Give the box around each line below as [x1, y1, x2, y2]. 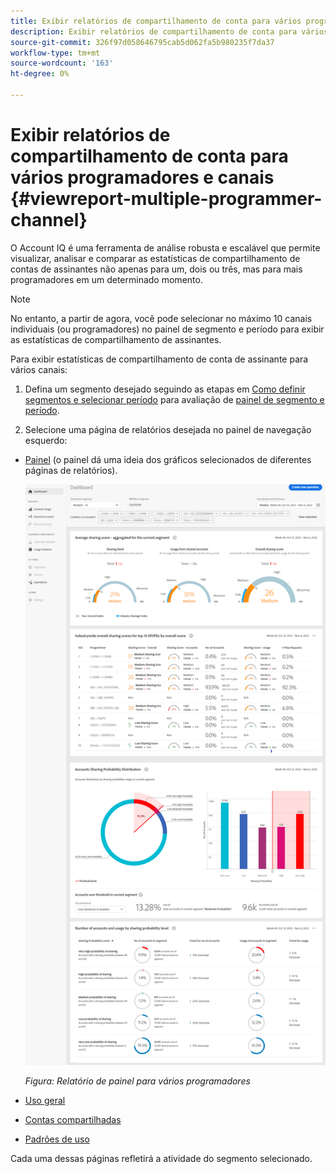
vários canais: [10, 363, 68, 375]
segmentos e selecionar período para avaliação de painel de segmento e [24, 393, 325, 405]
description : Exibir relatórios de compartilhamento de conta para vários [10, 26, 329, 37]
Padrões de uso [24, 1133, 90, 1145]
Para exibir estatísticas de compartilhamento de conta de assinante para [10, 353, 309, 365]
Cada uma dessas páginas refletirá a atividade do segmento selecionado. [10, 1153, 313, 1165]
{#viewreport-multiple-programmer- [10, 188, 323, 210]
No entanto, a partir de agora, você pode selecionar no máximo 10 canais [10, 312, 313, 324]
